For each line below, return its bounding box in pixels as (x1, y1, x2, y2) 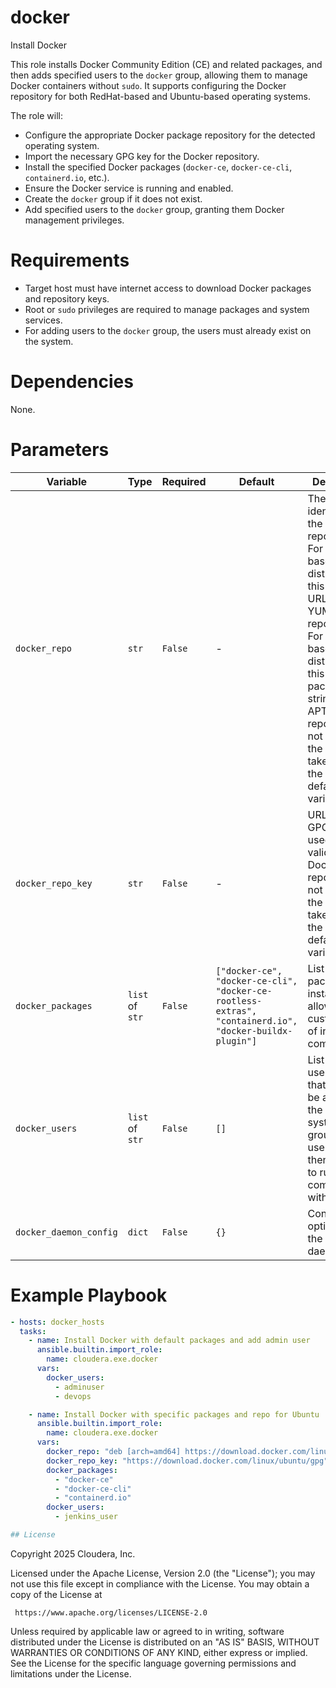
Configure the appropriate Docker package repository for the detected (24, 129, 316, 141)
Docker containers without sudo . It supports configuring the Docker (10, 79, 287, 91)
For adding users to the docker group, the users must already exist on (24, 324, 312, 336)
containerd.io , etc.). (24, 171, 110, 183)
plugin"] (215, 1035, 258, 1046)
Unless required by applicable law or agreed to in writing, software (10, 1625, 285, 1637)
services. (24, 314, 63, 326)
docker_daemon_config (15, 1226, 118, 1238)
